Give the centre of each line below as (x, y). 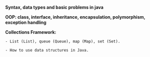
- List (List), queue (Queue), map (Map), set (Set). (63, 41)
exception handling (26, 22)
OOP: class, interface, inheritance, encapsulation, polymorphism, (75, 17)
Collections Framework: (31, 32)
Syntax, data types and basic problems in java (54, 7)
